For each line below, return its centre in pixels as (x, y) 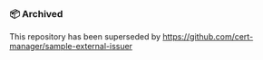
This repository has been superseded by (85, 37)
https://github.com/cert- (208, 37)
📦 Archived (36, 13)
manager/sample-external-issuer (71, 47)
